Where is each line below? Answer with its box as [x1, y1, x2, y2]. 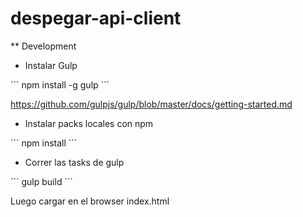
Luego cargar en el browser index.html [10, 195, 170, 207]
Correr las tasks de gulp [24, 156, 125, 168]
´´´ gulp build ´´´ [10, 175, 73, 187]
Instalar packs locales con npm [24, 117, 154, 129]
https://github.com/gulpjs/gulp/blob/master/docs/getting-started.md [10, 98, 293, 110]
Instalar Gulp [24, 59, 78, 71]
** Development [10, 40, 77, 52]
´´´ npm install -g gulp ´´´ [10, 78, 110, 91]
